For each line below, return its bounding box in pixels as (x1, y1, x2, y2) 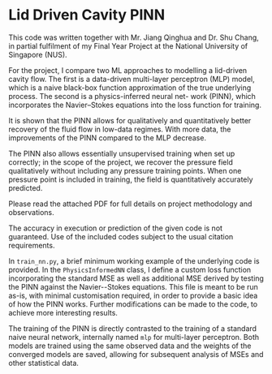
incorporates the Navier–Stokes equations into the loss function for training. (8, 100, 262, 110)
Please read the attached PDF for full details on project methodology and (8, 199, 253, 208)
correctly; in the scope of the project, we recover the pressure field (8, 157, 233, 167)
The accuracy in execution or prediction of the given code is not (8, 223, 223, 233)
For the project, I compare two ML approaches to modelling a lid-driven (8, 65, 248, 75)
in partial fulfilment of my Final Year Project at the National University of (8, 41, 248, 50)
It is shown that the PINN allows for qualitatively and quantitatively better (8, 115, 252, 125)
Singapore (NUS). (8, 49, 67, 59)
